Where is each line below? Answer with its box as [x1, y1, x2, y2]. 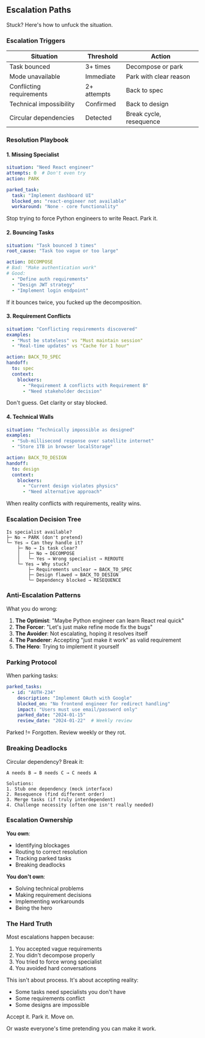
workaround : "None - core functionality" [12, 204, 119, 210]
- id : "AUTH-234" [12, 689, 56, 695]
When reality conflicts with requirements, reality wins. [6, 500, 142, 507]
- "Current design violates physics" [22, 483, 119, 489]
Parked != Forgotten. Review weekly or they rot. [6, 729, 126, 736]
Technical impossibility [9, 100, 75, 109]
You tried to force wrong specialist [15, 958, 102, 965]
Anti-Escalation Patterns [6, 591, 81, 600]
